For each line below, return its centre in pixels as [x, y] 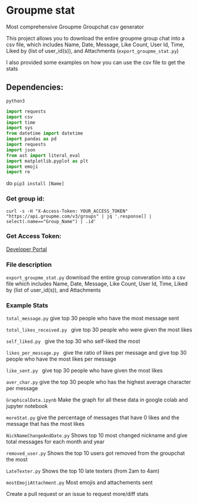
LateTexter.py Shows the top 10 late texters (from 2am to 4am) [83, 471]
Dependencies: [35, 87]
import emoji [22, 167]
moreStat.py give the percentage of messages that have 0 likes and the [93, 418]
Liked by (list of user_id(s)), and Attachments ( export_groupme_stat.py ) [92, 50]
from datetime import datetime [45, 133]
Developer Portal [27, 249]
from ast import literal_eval [43, 155]
